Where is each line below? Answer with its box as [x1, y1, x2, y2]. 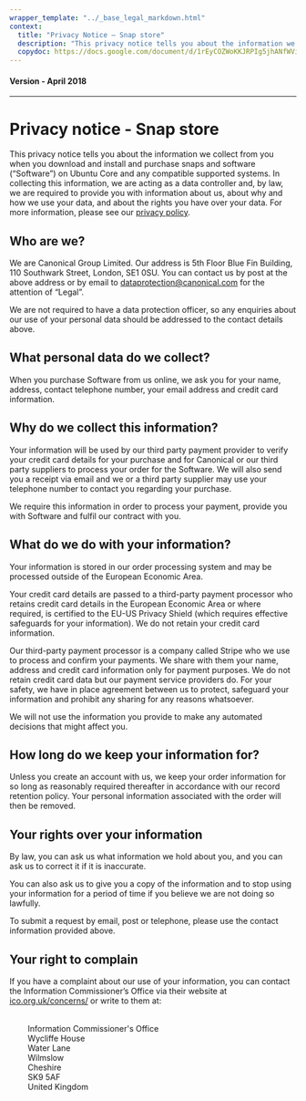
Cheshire [27, 1062, 62, 1073]
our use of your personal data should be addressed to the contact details [9, 314, 284, 325]
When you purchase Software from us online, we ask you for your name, [9, 374, 281, 385]
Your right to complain [9, 951, 138, 967]
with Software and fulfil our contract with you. [9, 510, 182, 521]
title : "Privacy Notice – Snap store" [17, 30, 166, 39]
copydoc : [17, 47, 51, 57]
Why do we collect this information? [9, 421, 219, 436]
